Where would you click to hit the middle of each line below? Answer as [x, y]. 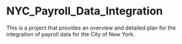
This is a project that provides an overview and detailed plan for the [91, 28]
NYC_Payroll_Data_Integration [85, 11]
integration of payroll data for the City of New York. [71, 34]
